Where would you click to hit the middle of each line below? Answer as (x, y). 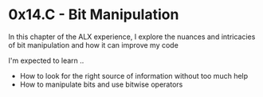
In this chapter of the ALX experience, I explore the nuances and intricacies (132, 37)
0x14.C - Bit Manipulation (94, 15)
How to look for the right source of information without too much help (134, 76)
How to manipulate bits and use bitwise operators (101, 84)
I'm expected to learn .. (46, 60)
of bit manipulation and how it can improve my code (94, 45)
